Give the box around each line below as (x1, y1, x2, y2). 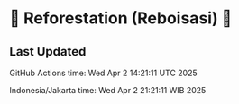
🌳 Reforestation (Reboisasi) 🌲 (9, 8, 233, 29)
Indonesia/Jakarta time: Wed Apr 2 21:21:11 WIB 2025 (9, 85, 207, 95)
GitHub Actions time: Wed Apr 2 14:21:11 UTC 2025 (9, 67, 198, 78)
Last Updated (9, 44, 87, 59)
